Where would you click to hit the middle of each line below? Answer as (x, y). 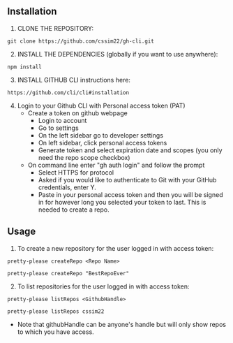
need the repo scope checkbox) (84, 157)
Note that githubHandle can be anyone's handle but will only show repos (122, 324)
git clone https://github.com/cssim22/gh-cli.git (81, 41)
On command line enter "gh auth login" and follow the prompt (116, 165)
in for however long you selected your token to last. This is (122, 202)
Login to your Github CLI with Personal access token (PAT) (101, 105)
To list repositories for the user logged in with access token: (103, 286)
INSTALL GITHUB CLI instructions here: (74, 80)
